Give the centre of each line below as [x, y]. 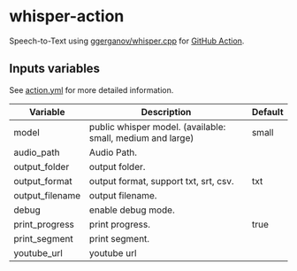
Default [267, 112]
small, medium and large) [141, 137]
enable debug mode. [132, 210]
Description [166, 112]
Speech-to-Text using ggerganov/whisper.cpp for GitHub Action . [127, 41]
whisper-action [67, 16]
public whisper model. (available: [157, 127]
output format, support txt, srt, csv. [161, 181]
